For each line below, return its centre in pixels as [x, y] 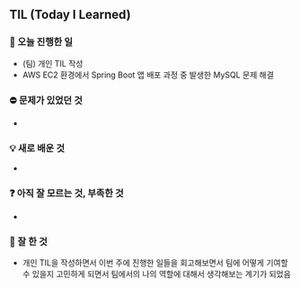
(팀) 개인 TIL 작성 [53, 63]
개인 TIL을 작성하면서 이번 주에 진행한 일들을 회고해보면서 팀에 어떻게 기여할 [155, 262]
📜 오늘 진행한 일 [41, 42]
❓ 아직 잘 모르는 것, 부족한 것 [66, 193]
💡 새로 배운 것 [37, 148]
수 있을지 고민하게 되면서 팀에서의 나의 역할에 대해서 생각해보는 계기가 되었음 [157, 274]
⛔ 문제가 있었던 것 [46, 100]
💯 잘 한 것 [28, 241]
